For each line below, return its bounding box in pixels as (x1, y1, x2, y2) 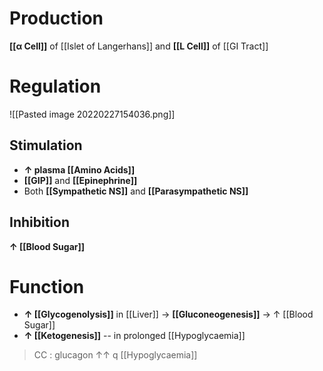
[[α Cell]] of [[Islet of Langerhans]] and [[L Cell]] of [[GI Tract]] (9, 40, 269, 52)
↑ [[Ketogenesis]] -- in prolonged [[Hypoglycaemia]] (23, 330, 246, 342)
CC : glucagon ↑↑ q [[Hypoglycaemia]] (33, 349, 198, 361)
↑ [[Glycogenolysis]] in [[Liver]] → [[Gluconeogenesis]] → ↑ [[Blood (23, 308, 314, 321)
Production (9, 7, 104, 30)
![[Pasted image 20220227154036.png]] (9, 108, 176, 120)
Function (9, 275, 85, 298)
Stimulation (9, 137, 83, 154)
